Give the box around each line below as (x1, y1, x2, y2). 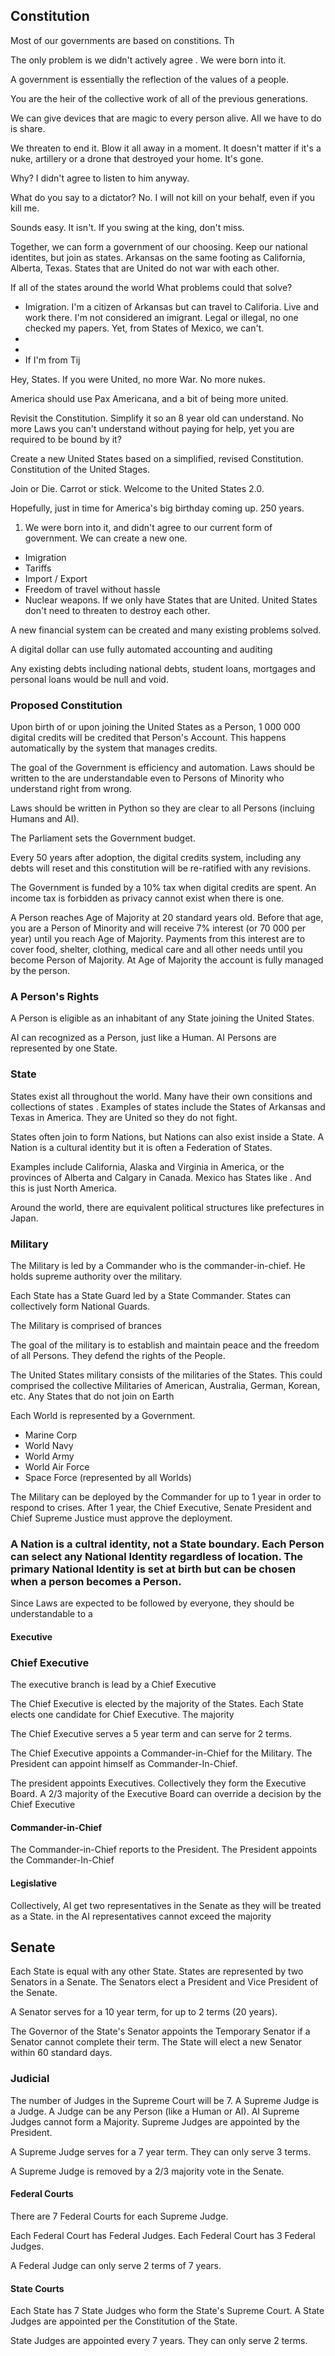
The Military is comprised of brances (10, 1320, 162, 1331)
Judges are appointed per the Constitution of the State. (10, 2315, 238, 2328)
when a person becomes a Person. (10, 1574, 182, 1588)
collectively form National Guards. (10, 1300, 151, 1312)
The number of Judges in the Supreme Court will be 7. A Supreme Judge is (10, 2094, 320, 2106)
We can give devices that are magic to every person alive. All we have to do (10, 112, 322, 124)
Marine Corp (24, 1429, 78, 1441)
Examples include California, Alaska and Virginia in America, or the (10, 1160, 285, 1173)
